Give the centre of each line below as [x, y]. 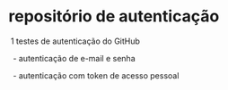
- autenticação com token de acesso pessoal [96, 75]
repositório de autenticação [114, 16]
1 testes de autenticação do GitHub [75, 41]
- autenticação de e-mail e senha [74, 58]
